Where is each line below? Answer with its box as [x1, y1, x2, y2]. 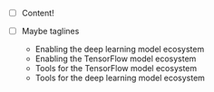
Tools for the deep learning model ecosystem [34, 72, 206, 84]
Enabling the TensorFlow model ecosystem [34, 53, 197, 64]
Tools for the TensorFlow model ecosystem [34, 63, 198, 74]
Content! [21, 8, 55, 18]
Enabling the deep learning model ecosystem [34, 44, 205, 55]
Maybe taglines [21, 26, 80, 37]
